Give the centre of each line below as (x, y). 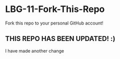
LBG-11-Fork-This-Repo (55, 9)
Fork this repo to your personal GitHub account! (54, 23)
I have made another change (35, 50)
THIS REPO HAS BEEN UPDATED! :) (60, 39)
